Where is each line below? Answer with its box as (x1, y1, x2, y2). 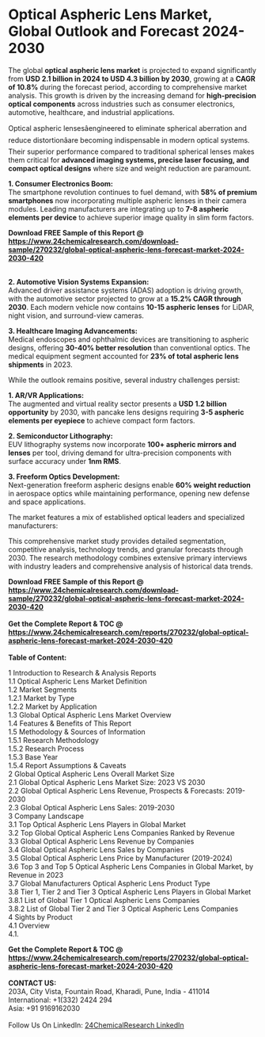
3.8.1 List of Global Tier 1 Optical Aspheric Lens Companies (8, 895, 200, 905)
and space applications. (8, 497, 86, 507)
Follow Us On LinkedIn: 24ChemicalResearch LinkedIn (8, 1020, 184, 1030)
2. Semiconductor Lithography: (8, 430, 113, 441)
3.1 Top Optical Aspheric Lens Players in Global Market (8, 819, 186, 829)
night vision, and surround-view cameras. (8, 311, 145, 320)
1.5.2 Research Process (8, 744, 85, 753)
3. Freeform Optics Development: (8, 472, 120, 481)
